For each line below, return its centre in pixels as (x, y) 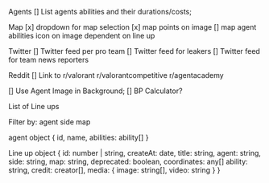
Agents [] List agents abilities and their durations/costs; (100, 12)
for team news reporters (49, 60)
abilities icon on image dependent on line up (82, 36)
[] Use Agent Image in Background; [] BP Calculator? (95, 91)
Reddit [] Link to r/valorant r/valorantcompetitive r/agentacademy (116, 75)
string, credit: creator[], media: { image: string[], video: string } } (114, 170)
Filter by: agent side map (50, 122)
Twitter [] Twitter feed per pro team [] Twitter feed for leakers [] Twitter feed (134, 51)
